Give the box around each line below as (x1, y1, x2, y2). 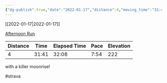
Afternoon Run (5, 30, 35, 36)
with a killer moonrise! (5, 63, 51, 70)
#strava (5, 73, 21, 79)
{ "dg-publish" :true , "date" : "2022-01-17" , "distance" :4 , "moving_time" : (5, 7, 153, 12)
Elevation (107, 42, 131, 49)
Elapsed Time (53, 42, 86, 49)
